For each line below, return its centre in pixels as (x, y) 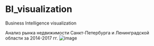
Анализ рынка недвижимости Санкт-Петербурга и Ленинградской (77, 32)
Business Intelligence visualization (41, 23)
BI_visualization (39, 9)
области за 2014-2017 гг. (32, 38)
